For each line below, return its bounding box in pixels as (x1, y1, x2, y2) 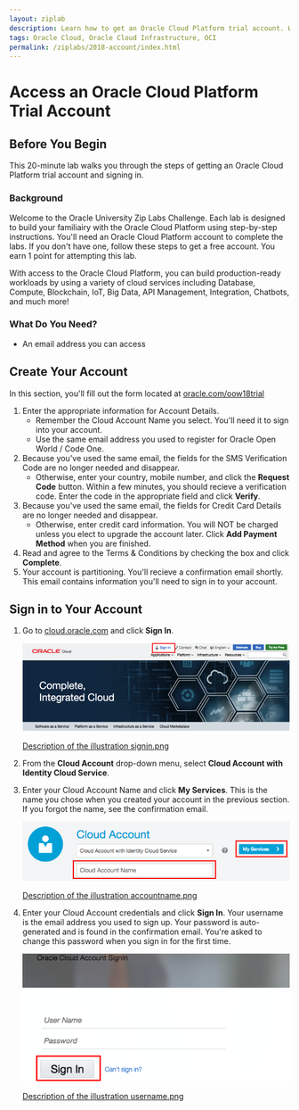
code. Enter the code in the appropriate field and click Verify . (35, 491, 261, 501)
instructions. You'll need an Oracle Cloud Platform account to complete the (9, 231, 284, 242)
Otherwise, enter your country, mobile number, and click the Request (35, 471, 290, 482)
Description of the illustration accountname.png (21, 890, 198, 900)
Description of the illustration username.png (21, 1090, 184, 1101)
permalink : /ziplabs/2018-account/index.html (9, 43, 181, 52)
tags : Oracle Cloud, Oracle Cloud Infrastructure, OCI (9, 33, 217, 42)
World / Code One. (35, 443, 104, 454)
